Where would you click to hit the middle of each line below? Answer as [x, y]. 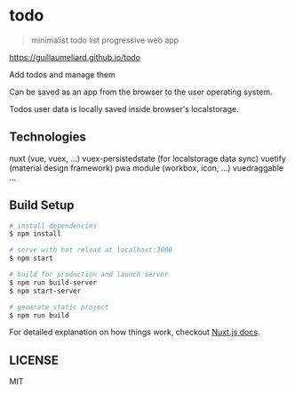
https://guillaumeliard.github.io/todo [75, 57]
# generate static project [59, 307]
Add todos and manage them [62, 74]
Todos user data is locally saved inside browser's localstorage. [124, 109]
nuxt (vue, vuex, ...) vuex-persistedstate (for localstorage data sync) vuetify [147, 158]
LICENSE [34, 360]
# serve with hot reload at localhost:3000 [91, 250]
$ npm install [36, 234]
